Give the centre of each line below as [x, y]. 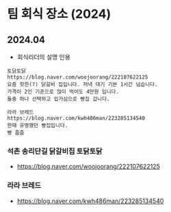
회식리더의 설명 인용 [43, 57]
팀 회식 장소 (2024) [59, 14]
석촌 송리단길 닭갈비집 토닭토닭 [55, 151]
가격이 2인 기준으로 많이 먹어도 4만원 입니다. [63, 92]
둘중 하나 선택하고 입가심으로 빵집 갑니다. [58, 99]
